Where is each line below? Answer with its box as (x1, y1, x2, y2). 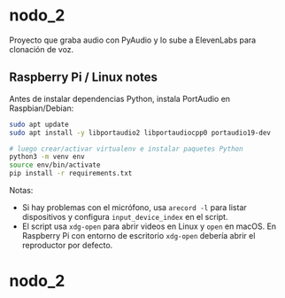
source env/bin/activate (9, 161, 101, 169)
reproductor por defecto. (21, 240, 113, 250)
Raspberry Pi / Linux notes (9, 70, 158, 85)
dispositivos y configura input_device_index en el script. (21, 212, 228, 222)
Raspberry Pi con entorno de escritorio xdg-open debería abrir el (21, 231, 256, 240)
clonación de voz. (9, 43, 74, 54)
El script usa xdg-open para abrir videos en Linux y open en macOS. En (21, 221, 277, 231)
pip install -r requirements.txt (9, 169, 133, 178)
